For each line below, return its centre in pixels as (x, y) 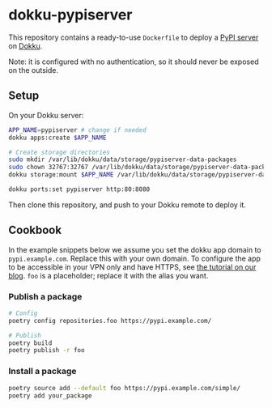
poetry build (30, 343)
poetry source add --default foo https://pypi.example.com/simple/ (125, 388)
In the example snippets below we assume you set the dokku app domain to (135, 249)
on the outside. (34, 70)
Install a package (42, 372)
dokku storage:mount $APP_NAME (61, 175)
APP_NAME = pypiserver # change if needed (78, 130)
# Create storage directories (59, 152)
